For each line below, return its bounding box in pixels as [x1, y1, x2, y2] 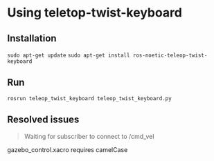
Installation [7, 32, 57, 44]
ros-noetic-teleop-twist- [132, 52, 208, 59]
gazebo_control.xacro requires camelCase [7, 145, 128, 153]
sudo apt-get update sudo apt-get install [7, 52, 130, 59]
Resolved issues [7, 114, 80, 126]
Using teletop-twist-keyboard [7, 5, 182, 21]
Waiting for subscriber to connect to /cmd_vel [24, 132, 154, 140]
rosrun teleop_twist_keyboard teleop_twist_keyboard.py [7, 95, 172, 102]
